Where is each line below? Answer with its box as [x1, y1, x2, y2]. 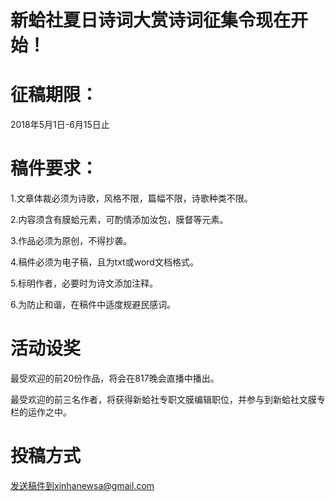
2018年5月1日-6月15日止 [10, 119, 110, 131]
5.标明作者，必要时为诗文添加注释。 [10, 277, 158, 290]
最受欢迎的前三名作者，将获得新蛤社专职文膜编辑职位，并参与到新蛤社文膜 [10, 394, 317, 405]
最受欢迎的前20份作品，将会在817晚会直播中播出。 [10, 372, 220, 384]
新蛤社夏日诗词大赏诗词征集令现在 [10, 9, 292, 32]
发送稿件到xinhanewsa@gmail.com [10, 479, 155, 491]
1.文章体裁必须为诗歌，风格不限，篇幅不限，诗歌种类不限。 [10, 192, 253, 205]
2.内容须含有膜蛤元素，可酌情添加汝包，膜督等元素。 [10, 214, 229, 226]
